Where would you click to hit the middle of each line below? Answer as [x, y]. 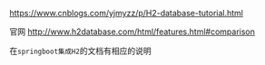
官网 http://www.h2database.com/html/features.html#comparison [132, 32]
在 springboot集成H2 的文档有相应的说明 [80, 51]
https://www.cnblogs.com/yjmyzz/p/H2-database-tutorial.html [126, 13]
